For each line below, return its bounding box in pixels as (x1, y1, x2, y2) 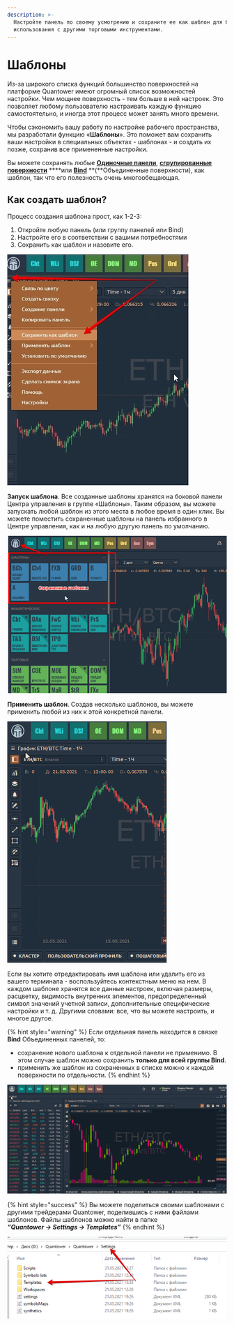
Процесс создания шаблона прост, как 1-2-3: (7, 213, 142, 221)
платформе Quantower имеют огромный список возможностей (7, 87, 196, 95)
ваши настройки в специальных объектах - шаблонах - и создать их (7, 138, 212, 146)
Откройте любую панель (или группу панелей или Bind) (17, 226, 184, 234)
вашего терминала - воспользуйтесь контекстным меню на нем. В (7, 976, 207, 986)
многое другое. (7, 1014, 54, 1023)
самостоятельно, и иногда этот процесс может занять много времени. (7, 109, 219, 118)
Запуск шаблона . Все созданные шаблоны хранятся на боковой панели (7, 492, 223, 501)
